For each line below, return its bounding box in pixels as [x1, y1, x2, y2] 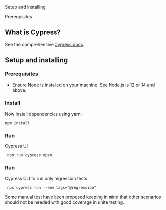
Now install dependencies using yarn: [5, 111, 82, 117]
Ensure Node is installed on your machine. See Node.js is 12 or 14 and [12, 82, 155, 88]
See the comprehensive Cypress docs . [5, 41, 84, 47]
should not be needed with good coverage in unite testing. [5, 199, 125, 205]
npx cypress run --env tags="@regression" [7, 185, 97, 190]
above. [12, 87, 27, 93]
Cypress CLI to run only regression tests [5, 176, 88, 182]
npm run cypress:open [7, 153, 52, 158]
